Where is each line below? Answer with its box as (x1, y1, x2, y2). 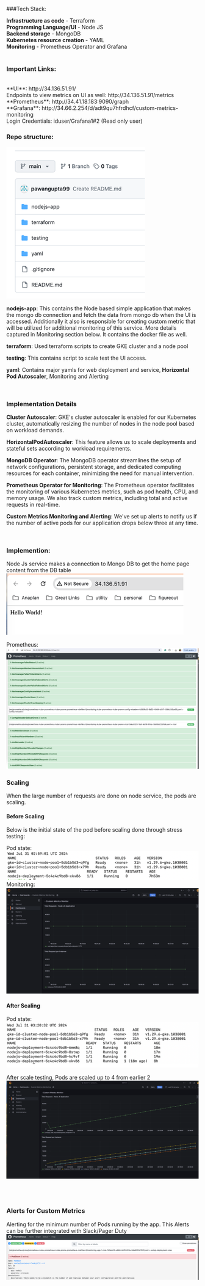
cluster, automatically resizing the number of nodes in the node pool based (6, 420, 195, 427)
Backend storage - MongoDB (6, 30, 81, 37)
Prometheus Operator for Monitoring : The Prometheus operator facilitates (6, 481, 195, 489)
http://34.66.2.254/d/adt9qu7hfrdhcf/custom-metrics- (41, 104, 179, 112)
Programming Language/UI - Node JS (6, 24, 104, 31)
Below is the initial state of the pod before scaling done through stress (6, 826, 183, 834)
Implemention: (6, 546, 51, 554)
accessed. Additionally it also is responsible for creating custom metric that (6, 318, 196, 325)
